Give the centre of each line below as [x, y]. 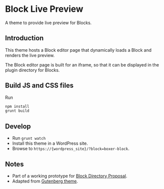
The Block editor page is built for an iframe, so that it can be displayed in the [82, 64]
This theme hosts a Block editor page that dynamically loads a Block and [78, 50]
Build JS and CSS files [39, 85]
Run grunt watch [29, 138]
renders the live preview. [30, 55]
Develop [18, 126]
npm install [17, 106]
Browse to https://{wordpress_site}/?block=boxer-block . [71, 149]
